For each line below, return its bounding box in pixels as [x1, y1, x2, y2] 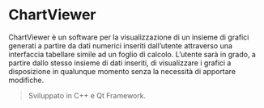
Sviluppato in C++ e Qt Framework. [28, 90, 147, 100]
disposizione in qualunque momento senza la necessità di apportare [8, 66, 236, 76]
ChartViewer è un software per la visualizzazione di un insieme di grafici [8, 32, 249, 42]
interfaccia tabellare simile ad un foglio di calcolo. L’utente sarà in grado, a [8, 49, 257, 59]
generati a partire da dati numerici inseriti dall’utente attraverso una [8, 40, 233, 50]
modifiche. [8, 75, 45, 85]
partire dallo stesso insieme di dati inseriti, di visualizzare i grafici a [8, 58, 232, 68]
